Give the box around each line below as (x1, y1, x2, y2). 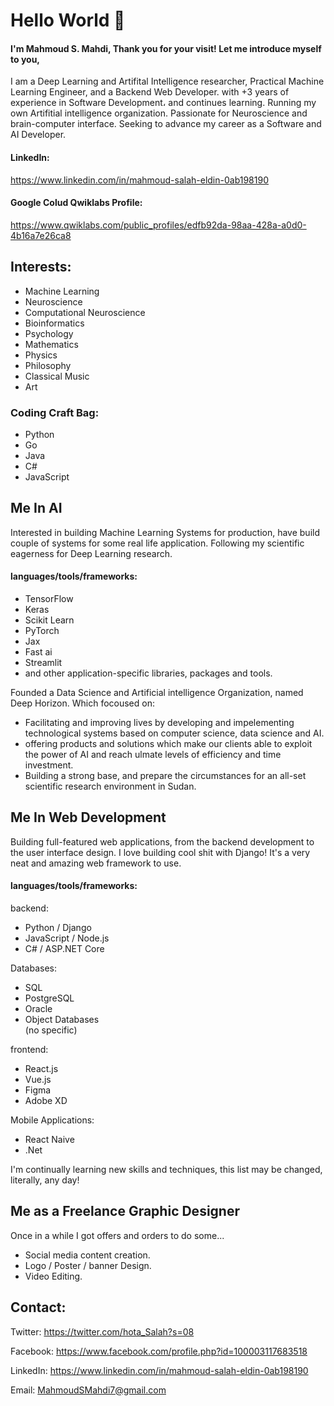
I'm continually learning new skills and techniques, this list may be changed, (10, 1163, 323, 1175)
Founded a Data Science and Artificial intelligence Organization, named (10, 686, 304, 698)
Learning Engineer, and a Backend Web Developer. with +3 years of (10, 86, 290, 98)
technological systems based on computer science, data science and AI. (24, 727, 325, 739)
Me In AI (10, 500, 63, 517)
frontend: (10, 1043, 49, 1055)
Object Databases (24, 1013, 100, 1025)
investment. (24, 759, 74, 771)
